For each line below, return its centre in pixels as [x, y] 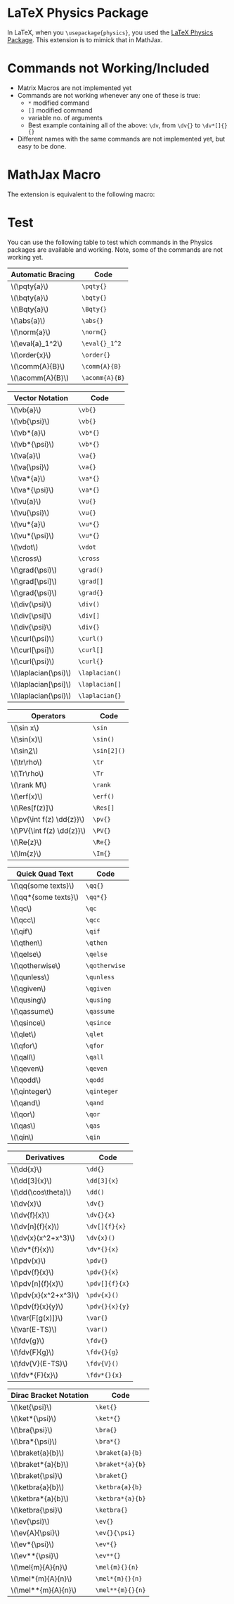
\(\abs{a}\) [28, 320]
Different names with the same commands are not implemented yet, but [121, 139]
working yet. [25, 257]
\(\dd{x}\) [26, 1169]
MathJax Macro [54, 175]
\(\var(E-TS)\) [34, 1329]
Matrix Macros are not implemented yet [74, 88]
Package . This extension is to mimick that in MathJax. [85, 39]
